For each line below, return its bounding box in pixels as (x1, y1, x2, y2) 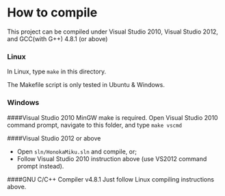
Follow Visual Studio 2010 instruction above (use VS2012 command (16, 154, 207, 162)
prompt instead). (16, 162, 64, 170)
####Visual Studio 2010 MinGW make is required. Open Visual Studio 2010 (7, 113, 218, 121)
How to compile (7, 5, 98, 21)
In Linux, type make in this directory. (7, 67, 107, 76)
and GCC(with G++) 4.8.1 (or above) (7, 34, 108, 42)
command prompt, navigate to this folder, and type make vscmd (7, 121, 183, 129)
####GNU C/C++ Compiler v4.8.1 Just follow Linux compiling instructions (7, 175, 214, 183)
